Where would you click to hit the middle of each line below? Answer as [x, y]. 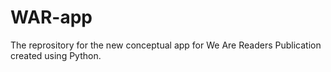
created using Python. [56, 55]
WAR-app [51, 17]
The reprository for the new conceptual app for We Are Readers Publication [166, 45]
